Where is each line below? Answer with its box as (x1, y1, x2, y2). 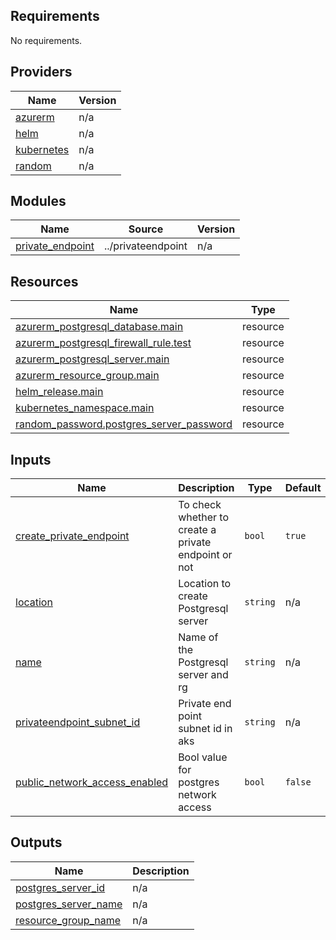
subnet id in (178, 722, 233, 736)
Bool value (178, 750, 228, 764)
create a (178, 523, 217, 537)
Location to (178, 577, 232, 591)
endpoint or (178, 548, 233, 562)
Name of (178, 630, 219, 644)
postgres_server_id (15, 880, 106, 894)
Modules (10, 193, 67, 210)
